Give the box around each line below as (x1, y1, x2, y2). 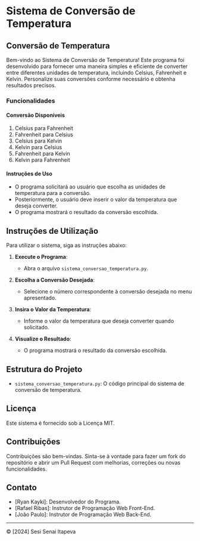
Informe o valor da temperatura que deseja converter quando (23, 317, 174, 324)
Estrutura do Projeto (6, 364, 83, 374)
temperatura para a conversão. (14, 190, 91, 197)
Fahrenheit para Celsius (14, 131, 73, 138)
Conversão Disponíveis (6, 112, 65, 119)
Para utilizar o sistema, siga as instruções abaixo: (6, 242, 127, 249)
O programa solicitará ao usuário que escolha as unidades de (14, 183, 165, 190)
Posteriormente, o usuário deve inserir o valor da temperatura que (14, 196, 177, 203)
